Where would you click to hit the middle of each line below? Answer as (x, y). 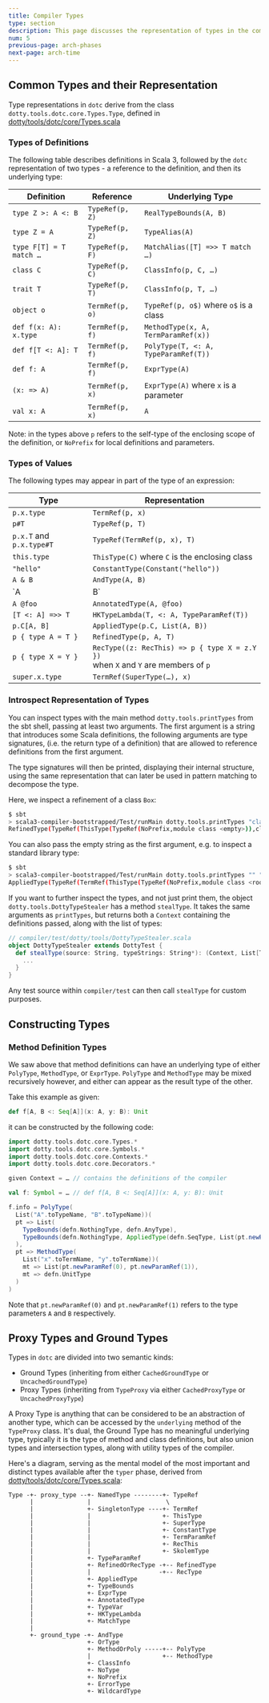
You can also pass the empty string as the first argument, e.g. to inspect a (130, 845)
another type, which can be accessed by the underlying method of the (125, 1423)
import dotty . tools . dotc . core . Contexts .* (78, 1157)
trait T (27, 289)
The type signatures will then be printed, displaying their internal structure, (131, 767)
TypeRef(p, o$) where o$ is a (199, 305)
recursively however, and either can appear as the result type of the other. (131, 1081)
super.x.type (37, 677)
